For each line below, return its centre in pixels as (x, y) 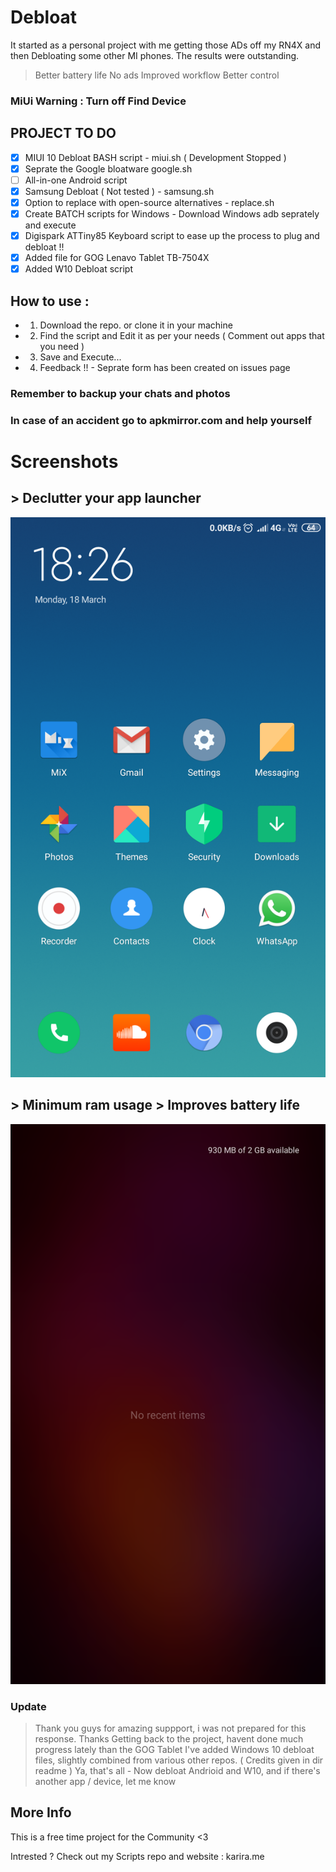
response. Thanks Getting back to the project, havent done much (169, 1739)
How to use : (50, 301)
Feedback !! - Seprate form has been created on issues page (165, 368)
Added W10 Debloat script (78, 269)
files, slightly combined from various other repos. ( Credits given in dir (179, 1760)
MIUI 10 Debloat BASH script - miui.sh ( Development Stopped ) (155, 157)
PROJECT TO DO (63, 133)
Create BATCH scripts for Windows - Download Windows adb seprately (172, 213)
